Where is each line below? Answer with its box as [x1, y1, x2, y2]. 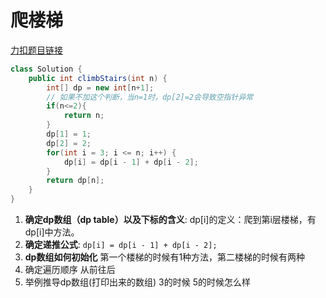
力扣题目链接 [10, 44, 63, 56]
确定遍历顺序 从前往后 [24, 264, 116, 276]
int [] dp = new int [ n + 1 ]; [46, 82, 155, 93]
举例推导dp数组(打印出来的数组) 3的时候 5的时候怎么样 [24, 276, 251, 288]
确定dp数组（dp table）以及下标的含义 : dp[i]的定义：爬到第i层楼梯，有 [24, 214, 317, 226]
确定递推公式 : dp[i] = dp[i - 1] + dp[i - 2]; [24, 239, 218, 251]
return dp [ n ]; [46, 176, 105, 186]
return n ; [63, 111, 105, 121]
